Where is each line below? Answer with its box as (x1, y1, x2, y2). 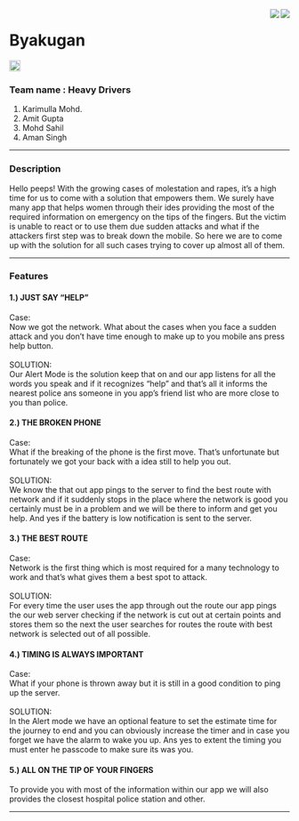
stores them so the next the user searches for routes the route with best (9, 619, 273, 630)
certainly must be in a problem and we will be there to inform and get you (9, 503, 278, 514)
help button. (9, 340, 53, 350)
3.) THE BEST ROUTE (9, 533, 89, 543)
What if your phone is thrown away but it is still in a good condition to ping (9, 678, 281, 688)
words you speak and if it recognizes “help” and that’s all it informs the (9, 378, 268, 389)
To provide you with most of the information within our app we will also (9, 785, 269, 795)
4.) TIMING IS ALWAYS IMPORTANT (9, 648, 144, 659)
